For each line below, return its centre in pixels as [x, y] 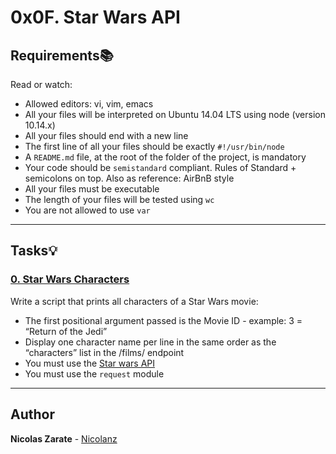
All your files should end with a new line [106, 135]
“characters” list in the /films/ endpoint [104, 352]
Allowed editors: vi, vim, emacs [89, 104]
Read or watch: [41, 84]
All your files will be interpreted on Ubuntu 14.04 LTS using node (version [175, 114]
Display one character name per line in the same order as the [150, 342]
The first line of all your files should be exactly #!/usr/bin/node [154, 146]
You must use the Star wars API [89, 363]
